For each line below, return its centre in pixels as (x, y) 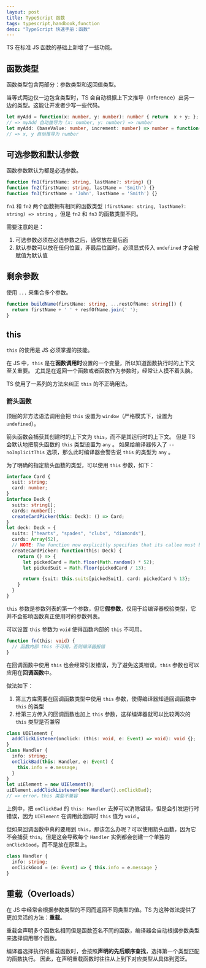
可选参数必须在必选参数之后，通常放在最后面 (72, 240)
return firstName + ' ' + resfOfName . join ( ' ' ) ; (75, 310)
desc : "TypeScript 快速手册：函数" (48, 29)
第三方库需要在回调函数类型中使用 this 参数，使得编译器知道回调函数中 (105, 699)
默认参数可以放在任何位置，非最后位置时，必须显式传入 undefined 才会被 (107, 247)
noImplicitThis (26, 452)
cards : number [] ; (34, 511)
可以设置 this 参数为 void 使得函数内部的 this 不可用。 (76, 629)
